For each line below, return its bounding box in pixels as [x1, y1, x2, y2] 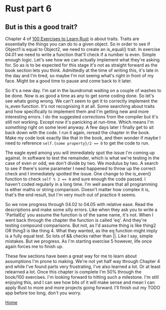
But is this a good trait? [5, 23, 78, 31]
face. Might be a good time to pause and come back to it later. [5, 78, 132, 84]
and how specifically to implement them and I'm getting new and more [5, 108, 149, 114]
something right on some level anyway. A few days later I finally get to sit [5, 124, 154, 130]
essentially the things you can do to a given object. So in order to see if [5, 41, 150, 47]
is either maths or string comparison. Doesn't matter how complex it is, [5, 187, 150, 192]
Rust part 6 [5, 3, 52, 14]
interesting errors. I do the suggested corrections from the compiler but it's [5, 114, 159, 119]
